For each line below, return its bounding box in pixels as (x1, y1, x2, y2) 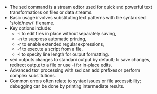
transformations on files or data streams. (9, 9, 93, 15)
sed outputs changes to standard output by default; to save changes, (9, 57, 151, 62)
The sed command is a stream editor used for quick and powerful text (9, 4, 152, 10)
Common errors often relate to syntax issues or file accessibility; (9, 78, 142, 84)
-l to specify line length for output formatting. (17, 51, 110, 57)
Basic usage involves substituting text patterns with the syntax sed (9, 15, 146, 20)
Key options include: (9, 25, 52, 31)
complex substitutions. (9, 73, 56, 78)
